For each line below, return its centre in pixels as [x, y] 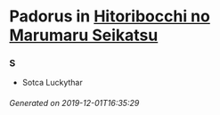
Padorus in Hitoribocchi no [110, 16]
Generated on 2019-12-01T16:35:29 [74, 103]
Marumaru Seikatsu [84, 35]
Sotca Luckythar [52, 83]
